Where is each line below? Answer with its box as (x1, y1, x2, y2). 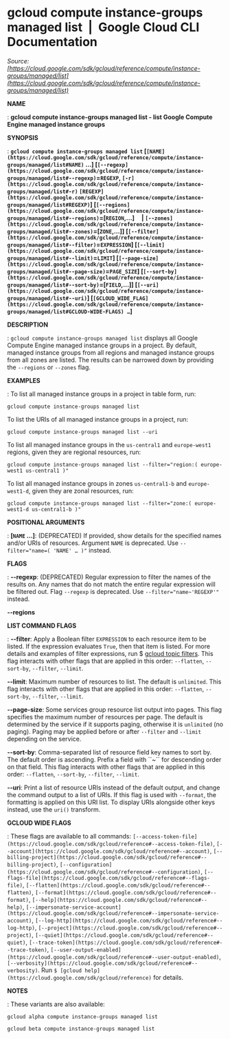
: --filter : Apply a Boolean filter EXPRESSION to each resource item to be (7, 635, 207, 643)
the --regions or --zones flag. (7, 363, 91, 371)
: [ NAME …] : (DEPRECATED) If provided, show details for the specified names (7, 531, 222, 539)
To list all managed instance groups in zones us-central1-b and (7, 479, 187, 487)
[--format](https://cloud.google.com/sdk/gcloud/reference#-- (35, 889, 217, 896)
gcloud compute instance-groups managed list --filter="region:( (7, 461, 198, 468)
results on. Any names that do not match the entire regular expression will (7, 580, 216, 588)
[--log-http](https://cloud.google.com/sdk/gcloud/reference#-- (35, 917, 223, 924)
